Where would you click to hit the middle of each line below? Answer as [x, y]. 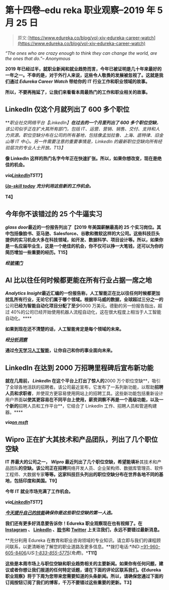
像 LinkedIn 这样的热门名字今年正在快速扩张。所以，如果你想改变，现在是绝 [83, 158]
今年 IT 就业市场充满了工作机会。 [39, 491]
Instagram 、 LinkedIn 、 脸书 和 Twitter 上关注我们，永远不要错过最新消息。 [83, 530]
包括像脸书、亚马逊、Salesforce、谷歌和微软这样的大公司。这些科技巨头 [85, 233]
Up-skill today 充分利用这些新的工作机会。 [49, 186]
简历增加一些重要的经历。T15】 [38, 252]
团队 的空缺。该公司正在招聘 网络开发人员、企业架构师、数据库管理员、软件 [86, 468]
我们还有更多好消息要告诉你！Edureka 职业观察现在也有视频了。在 [74, 523]
